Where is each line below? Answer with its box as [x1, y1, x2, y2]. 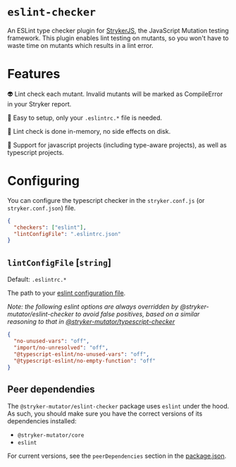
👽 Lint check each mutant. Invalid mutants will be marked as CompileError [7, 89, 223, 98]
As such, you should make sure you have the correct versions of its [7, 409, 203, 418]
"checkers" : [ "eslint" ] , [13, 224, 87, 231]
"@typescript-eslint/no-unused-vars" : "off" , [13, 351, 150, 358]
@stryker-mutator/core [17, 432, 85, 439]
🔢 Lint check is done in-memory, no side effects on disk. [7, 127, 171, 135]
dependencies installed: [7, 417, 77, 425]
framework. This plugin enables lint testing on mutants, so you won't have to [7, 34, 229, 42]
